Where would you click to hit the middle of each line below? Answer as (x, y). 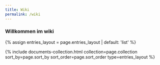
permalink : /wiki (23, 14)
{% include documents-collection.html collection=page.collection (71, 52)
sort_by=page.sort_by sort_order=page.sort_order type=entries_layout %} (80, 57)
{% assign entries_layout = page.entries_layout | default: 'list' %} (71, 42)
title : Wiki (17, 10)
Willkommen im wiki (29, 32)
